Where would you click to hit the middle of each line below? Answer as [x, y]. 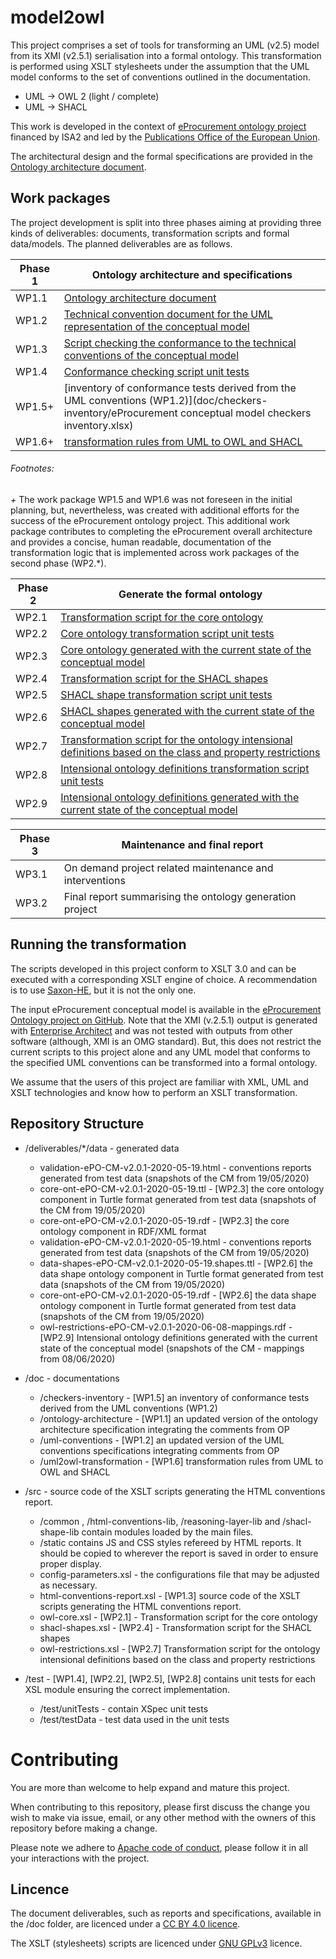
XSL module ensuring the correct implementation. [127, 1689]
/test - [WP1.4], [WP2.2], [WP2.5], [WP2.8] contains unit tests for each [170, 1678]
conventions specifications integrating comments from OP [159, 1450]
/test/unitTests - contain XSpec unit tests [124, 1708]
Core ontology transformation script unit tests [167, 633]
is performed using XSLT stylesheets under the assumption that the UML [160, 66]
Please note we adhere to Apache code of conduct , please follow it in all [159, 1847]
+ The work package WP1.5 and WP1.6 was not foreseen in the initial [151, 499]
